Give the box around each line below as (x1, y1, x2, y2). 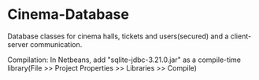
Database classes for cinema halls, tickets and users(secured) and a (7, 31, 229, 41)
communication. (30, 39, 83, 49)
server (7, 39, 29, 49)
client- (230, 31, 252, 41)
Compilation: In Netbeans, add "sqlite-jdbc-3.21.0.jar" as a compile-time (7, 55, 242, 64)
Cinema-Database (7, 5, 129, 24)
